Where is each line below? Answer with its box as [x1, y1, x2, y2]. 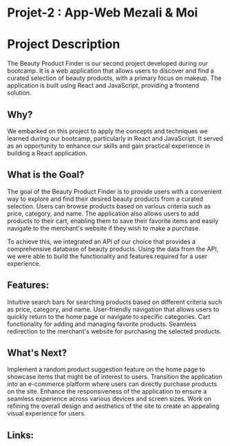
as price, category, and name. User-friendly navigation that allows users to [7, 305, 219, 313]
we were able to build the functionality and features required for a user [7, 252, 208, 260]
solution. [7, 88, 32, 97]
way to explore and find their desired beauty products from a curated [7, 195, 204, 203]
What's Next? [7, 347, 67, 358]
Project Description [7, 37, 121, 52]
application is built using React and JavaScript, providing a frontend [7, 81, 200, 90]
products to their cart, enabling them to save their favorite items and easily [7, 216, 219, 225]
